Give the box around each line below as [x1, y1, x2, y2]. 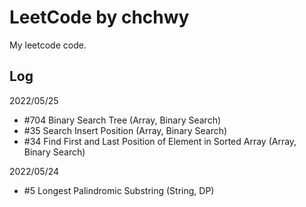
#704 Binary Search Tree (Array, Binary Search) [23, 114, 222, 126]
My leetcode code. [9, 39, 87, 51]
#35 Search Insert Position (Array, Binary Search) [23, 124, 228, 136]
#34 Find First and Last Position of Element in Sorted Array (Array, [23, 135, 297, 147]
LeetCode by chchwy [9, 6, 190, 29]
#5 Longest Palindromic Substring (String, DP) [23, 184, 215, 196]
